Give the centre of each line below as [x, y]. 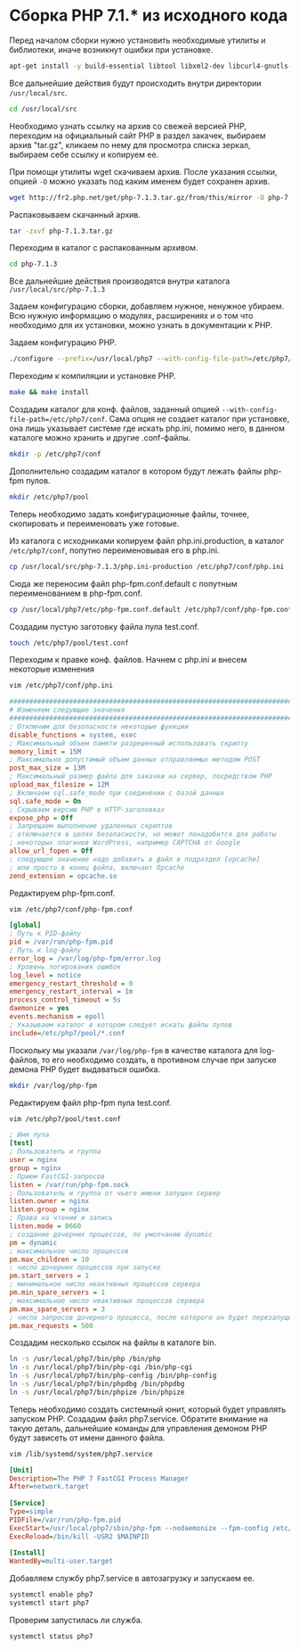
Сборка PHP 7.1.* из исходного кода [149, 16]
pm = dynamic [33, 1242]
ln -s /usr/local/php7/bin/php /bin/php [85, 1359]
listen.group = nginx [49, 1209]
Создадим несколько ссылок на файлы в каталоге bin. [113, 1342]
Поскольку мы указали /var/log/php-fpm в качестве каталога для [133, 1050]
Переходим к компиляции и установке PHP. [93, 376]
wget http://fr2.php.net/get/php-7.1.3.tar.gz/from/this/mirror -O [137, 197]
